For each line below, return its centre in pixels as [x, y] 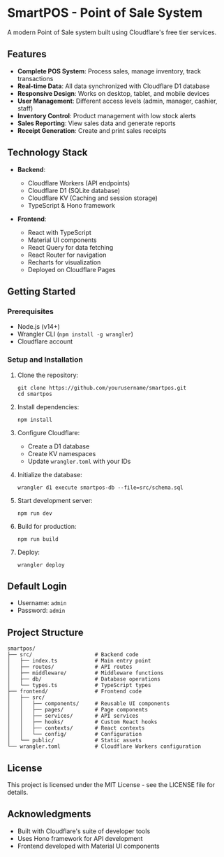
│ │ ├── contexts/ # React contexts [76, 728]
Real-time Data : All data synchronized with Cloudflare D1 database [113, 86]
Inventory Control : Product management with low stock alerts [107, 115]
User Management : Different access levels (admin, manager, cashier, [117, 101]
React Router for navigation [67, 255]
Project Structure [45, 632]
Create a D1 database [59, 446]
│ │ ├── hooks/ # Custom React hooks [82, 722]
